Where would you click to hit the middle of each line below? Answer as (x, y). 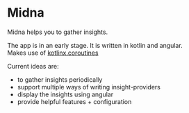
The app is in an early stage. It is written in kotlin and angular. (95, 45)
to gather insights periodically (60, 79)
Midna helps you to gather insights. (58, 32)
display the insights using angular (65, 94)
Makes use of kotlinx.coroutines (53, 53)
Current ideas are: (33, 66)
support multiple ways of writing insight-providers (89, 87)
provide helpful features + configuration (74, 101)
